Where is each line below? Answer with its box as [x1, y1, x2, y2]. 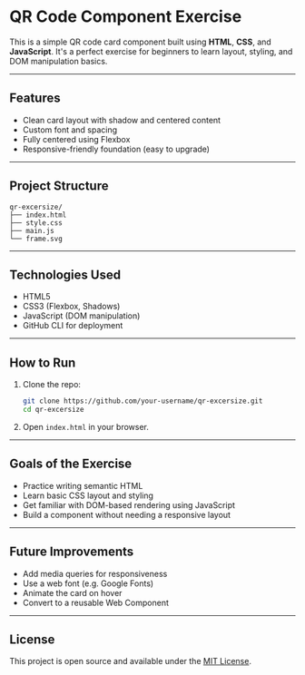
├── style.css [9, 218, 64, 228]
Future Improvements [9, 544, 134, 560]
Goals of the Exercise [9, 456, 133, 472]
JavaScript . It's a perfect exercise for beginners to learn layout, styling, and [9, 45, 293, 56]
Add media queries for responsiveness [22, 568, 168, 579]
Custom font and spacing [22, 124, 118, 135]
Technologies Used [9, 267, 121, 282]
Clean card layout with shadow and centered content [22, 114, 221, 125]
